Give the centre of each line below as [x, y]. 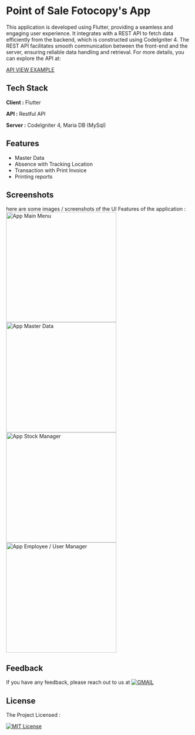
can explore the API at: [33, 58]
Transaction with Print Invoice [51, 170]
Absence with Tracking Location [53, 164]
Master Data [29, 157]
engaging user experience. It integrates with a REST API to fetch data [90, 33]
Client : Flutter [23, 102]
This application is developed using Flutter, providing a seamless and [90, 27]
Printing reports [33, 176]
